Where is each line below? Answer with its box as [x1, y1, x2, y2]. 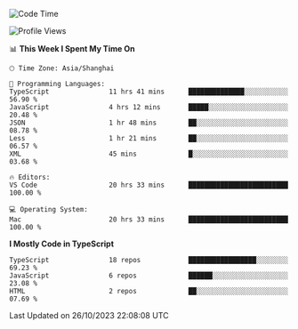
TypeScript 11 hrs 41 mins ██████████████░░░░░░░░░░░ [9, 87, 289, 96]
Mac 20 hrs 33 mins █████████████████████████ [9, 215, 289, 224]
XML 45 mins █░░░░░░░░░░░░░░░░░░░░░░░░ [9, 149, 289, 158]
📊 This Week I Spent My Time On [9, 44, 135, 53]
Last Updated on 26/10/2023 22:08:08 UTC [9, 310, 169, 320]
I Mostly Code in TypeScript [9, 238, 114, 249]
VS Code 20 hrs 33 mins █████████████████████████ [9, 181, 289, 189]
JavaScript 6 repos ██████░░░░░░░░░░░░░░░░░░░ [9, 271, 289, 280]
